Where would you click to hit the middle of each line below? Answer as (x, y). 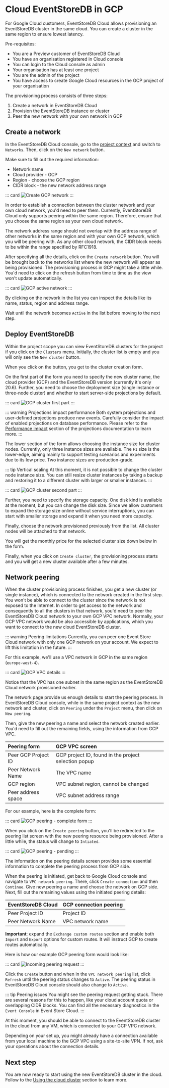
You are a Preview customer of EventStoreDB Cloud (66, 54)
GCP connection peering (93, 905)
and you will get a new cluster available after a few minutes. (67, 561)
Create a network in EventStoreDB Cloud (55, 105)
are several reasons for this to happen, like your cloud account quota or (79, 1000)
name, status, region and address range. (47, 303)
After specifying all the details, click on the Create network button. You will (82, 257)
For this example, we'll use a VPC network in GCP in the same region (76, 657)
